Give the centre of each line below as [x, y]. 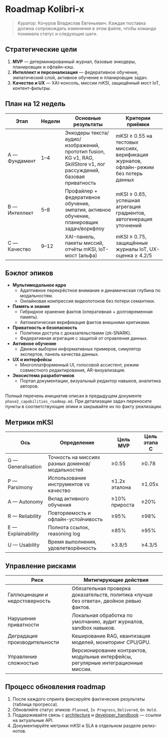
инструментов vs [69, 484]
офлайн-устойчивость [75, 519]
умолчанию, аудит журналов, [108, 622]
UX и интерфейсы [32, 359]
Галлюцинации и [28, 595]
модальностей [65, 470]
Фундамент [22, 161]
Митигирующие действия [116, 580]
